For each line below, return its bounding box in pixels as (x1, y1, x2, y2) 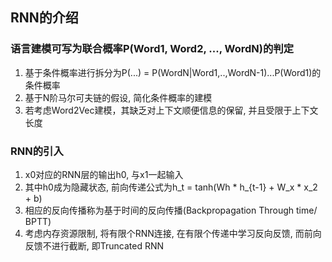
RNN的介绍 (10, 9, 79, 27)
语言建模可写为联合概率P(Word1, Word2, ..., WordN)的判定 (10, 42, 294, 56)
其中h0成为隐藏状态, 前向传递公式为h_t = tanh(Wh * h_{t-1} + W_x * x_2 (24, 181, 318, 193)
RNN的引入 (10, 144, 64, 158)
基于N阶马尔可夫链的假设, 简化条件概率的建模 (24, 91, 213, 103)
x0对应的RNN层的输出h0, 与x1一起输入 (24, 168, 184, 180)
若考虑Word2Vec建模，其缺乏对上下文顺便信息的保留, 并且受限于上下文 (24, 104, 319, 116)
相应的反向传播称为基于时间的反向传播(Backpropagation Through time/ (24, 204, 318, 216)
